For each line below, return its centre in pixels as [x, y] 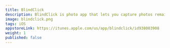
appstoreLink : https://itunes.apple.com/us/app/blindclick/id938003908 [82, 28]
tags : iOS [16, 24]
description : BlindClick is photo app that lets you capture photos [79, 14]
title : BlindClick [25, 10]
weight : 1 [16, 33]
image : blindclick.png [29, 19]
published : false [24, 38]
